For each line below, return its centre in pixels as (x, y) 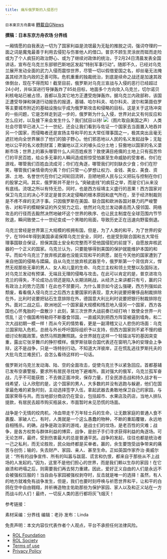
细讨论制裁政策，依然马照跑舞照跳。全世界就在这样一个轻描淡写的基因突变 (81, 335)
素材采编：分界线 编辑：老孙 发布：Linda (47, 514)
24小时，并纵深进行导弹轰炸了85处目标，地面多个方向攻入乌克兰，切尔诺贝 (83, 89)
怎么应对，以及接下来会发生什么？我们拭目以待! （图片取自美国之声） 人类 (83, 120)
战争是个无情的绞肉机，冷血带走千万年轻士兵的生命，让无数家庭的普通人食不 (83, 412)
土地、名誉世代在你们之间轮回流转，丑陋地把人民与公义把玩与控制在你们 (88, 176)
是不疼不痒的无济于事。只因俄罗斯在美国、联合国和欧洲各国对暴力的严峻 (79, 201)
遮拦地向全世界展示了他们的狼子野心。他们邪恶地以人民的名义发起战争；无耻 (83, 139)
